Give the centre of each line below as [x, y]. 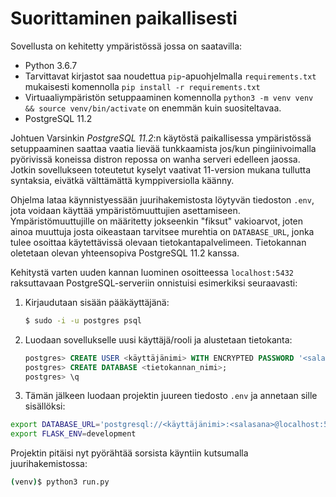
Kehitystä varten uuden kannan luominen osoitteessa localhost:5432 [152, 272]
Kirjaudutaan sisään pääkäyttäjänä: [97, 302]
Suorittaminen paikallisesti [124, 18]
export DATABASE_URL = [55, 425]
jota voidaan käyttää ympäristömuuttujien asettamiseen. [125, 210]
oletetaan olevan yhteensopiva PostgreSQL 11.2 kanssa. [125, 253]
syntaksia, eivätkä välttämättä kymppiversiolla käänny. [122, 180]
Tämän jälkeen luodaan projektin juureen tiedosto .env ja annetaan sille [171, 396]
